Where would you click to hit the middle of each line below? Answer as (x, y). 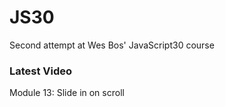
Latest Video (41, 71)
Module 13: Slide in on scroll (67, 93)
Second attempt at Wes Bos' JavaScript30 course (112, 45)
